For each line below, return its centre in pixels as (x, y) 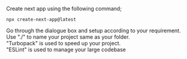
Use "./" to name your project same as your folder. (68, 37)
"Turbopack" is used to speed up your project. (64, 43)
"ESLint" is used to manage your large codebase (66, 49)
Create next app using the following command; (64, 9)
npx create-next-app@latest (41, 20)
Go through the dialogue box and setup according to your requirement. (93, 30)
